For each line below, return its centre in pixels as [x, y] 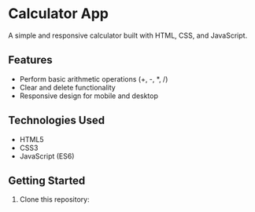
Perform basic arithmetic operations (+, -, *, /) [94, 79]
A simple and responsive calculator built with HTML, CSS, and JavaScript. [128, 35]
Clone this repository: [54, 199]
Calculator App [58, 14]
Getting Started [47, 180]
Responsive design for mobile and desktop [89, 96]
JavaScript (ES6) [47, 156]
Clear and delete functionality [67, 87]
